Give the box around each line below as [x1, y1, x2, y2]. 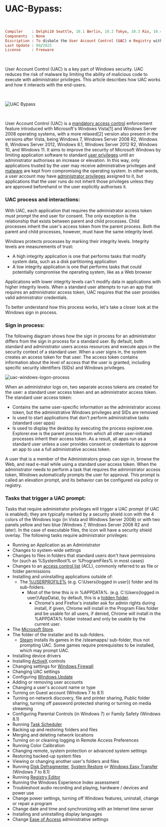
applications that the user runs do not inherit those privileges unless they [5, 178, 154, 184]
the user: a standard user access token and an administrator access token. [5, 389, 157, 395]
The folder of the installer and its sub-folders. [12, 632, 105, 638]
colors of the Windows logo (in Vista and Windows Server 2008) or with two [5, 517, 161, 523]
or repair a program [12, 801, 52, 807]
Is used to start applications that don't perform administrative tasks [12, 414, 149, 420]
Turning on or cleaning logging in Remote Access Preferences [12, 737, 139, 743]
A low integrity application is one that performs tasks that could [12, 264, 142, 270]
